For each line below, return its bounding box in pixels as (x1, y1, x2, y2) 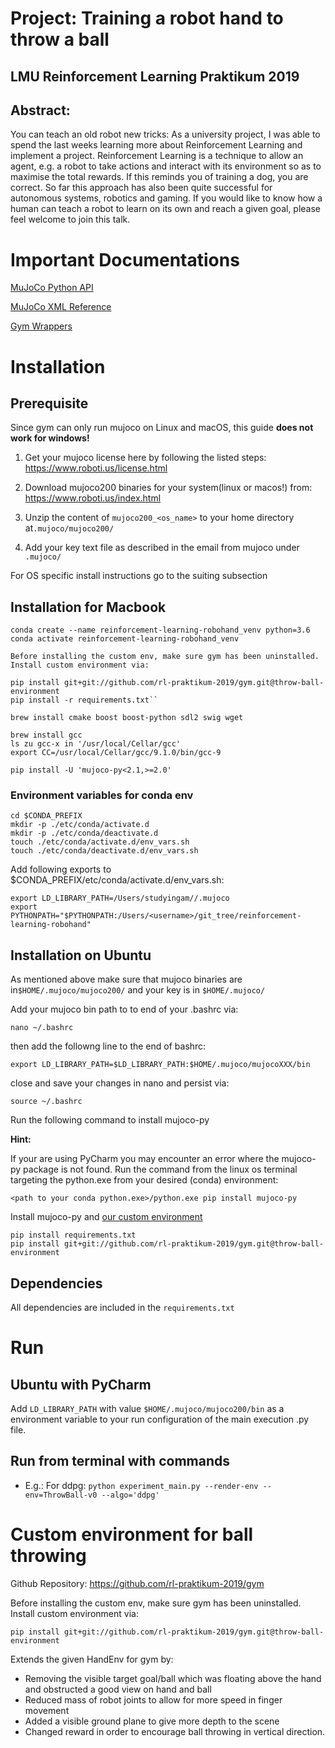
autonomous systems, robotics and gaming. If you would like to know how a (10, 192, 323, 204)
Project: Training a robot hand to (10, 7, 284, 30)
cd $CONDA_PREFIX (10, 811, 83, 821)
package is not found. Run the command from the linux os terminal (23, 1163, 298, 1176)
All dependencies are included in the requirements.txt (10, 1302, 235, 1314)
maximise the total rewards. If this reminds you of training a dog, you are (10, 171, 309, 183)
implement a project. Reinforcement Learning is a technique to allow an (10, 150, 304, 162)
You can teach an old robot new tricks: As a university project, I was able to (10, 128, 321, 141)
